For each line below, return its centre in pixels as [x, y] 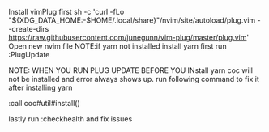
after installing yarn [41, 87]
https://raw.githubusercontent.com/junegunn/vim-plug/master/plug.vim [128, 37]
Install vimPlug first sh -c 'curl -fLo [66, 12]
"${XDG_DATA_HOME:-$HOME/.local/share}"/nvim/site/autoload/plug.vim [132, 20]
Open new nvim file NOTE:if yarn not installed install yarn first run [117, 46]
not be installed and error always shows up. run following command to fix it [134, 79]
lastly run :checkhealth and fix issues [70, 119]
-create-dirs [29, 29]
